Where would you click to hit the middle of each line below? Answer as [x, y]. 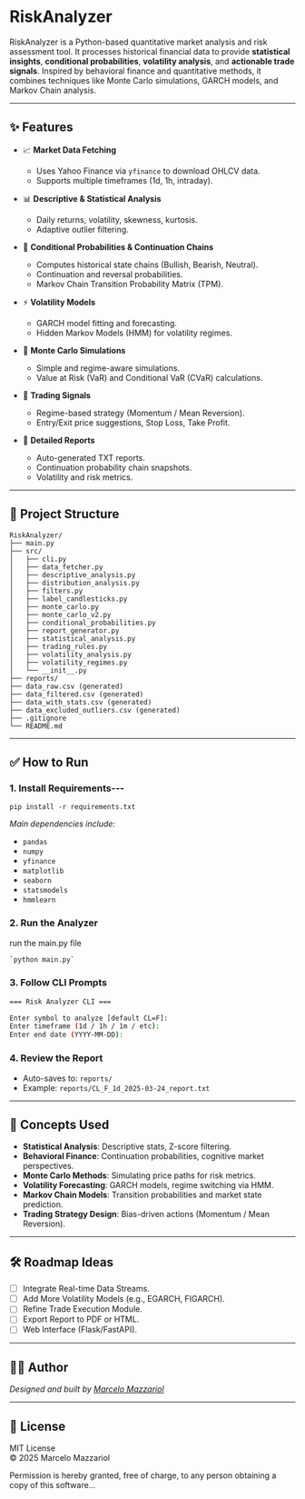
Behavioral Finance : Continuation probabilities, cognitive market [143, 1156]
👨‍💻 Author [39, 1367]
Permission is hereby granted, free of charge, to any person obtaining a [143, 1475]
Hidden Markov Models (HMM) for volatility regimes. [134, 333]
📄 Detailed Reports [59, 440]
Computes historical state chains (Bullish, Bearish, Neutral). [147, 265]
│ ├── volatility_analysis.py [70, 655]
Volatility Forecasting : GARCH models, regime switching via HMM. [148, 1185]
